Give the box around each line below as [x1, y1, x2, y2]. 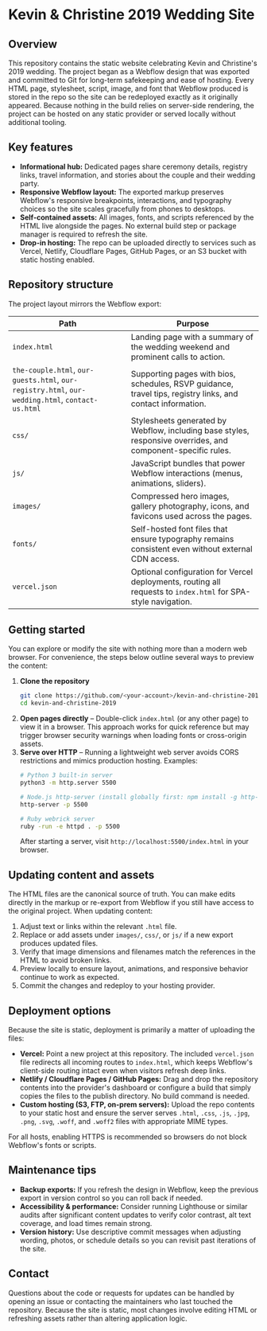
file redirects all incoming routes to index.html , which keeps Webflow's [19, 1057, 253, 1068]
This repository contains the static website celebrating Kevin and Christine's [8, 58, 257, 68]
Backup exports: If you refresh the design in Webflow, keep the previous [19, 1185, 259, 1194]
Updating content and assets [8, 868, 155, 881]
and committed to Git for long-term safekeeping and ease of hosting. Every [8, 76, 254, 84]
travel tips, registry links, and [130, 388, 238, 399]
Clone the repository [19, 677, 90, 686]
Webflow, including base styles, [130, 424, 250, 435]
